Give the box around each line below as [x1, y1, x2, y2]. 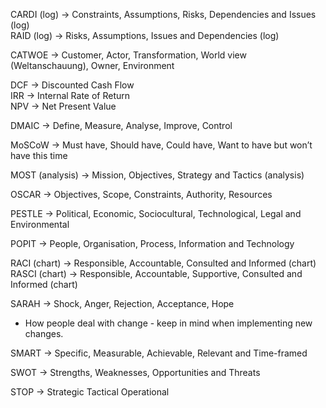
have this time [10, 150, 68, 161]
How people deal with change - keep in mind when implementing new [24, 317, 313, 329]
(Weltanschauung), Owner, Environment [10, 60, 175, 71]
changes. [24, 328, 64, 339]
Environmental [10, 219, 70, 230]
